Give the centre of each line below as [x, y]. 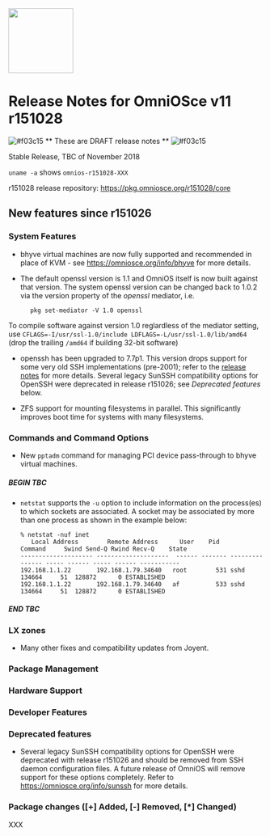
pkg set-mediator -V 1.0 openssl [86, 310]
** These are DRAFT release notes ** [108, 141]
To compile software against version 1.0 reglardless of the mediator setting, [134, 325]
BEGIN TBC [27, 482]
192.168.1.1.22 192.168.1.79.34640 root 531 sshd [132, 570]
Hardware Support [46, 690]
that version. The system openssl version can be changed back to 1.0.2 [139, 287]
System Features [42, 236]
